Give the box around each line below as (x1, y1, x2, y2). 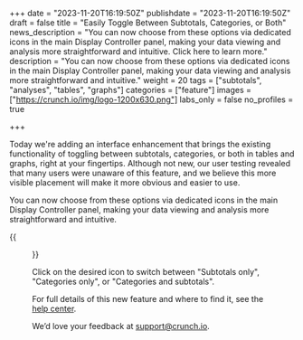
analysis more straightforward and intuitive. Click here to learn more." (9, 46, 268, 57)
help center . (32, 303, 77, 314)
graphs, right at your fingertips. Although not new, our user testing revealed (9, 158, 291, 168)
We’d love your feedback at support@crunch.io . (32, 321, 210, 331)
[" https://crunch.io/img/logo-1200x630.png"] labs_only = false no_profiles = (9, 94, 294, 105)
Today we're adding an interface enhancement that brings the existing (9, 139, 271, 149)
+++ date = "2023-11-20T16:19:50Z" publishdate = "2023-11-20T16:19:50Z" (9, 8, 291, 18)
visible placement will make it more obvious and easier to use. (9, 177, 241, 188)
